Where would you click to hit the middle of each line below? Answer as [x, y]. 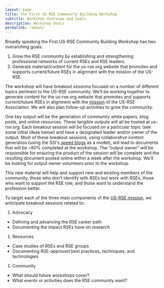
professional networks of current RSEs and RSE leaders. [69, 62]
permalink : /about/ [25, 28]
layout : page [18, 10]
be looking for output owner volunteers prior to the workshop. [67, 164]
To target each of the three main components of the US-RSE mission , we [78, 198]
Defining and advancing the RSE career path [57, 222]
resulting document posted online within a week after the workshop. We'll [79, 158]
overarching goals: [24, 47]
